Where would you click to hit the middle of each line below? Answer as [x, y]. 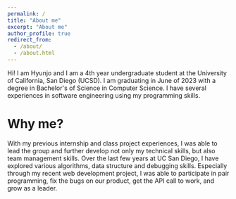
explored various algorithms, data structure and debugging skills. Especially [117, 165]
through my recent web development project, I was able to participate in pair [118, 173]
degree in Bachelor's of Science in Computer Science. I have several [107, 88]
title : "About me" [34, 20]
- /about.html [34, 53]
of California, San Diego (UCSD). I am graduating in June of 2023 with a [112, 80]
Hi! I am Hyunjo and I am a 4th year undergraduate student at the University [117, 73]
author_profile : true [39, 33]
